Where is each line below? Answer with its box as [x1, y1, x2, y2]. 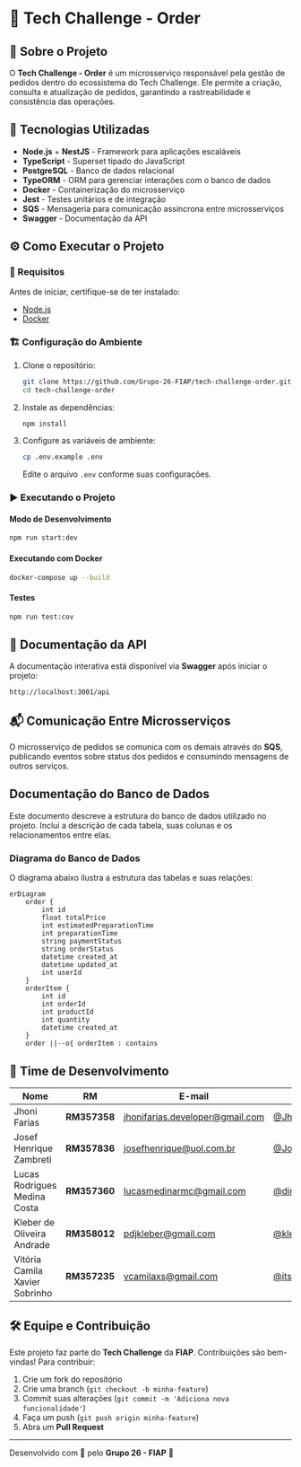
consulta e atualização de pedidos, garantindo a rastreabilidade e [9, 87, 251, 97]
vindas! [9, 1356, 37, 1367]
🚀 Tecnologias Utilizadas [9, 122, 150, 137]
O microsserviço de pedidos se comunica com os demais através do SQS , [9, 742, 283, 752]
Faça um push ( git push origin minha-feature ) [21, 1411, 200, 1422]
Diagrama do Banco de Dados [9, 852, 141, 865]
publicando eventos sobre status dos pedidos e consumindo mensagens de [9, 751, 289, 762]
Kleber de [13, 1217, 56, 1228]
